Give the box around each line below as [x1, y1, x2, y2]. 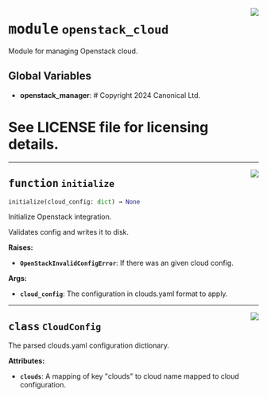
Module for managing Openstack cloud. [8, 46, 138, 56]
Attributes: [8, 356, 45, 366]
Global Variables [8, 69, 91, 83]
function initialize [8, 177, 115, 190]
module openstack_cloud [8, 21, 169, 38]
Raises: [8, 243, 33, 252]
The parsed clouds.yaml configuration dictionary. [8, 341, 169, 350]
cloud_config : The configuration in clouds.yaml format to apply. [19, 289, 228, 298]
